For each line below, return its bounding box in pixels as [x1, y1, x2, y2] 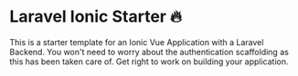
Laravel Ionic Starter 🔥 [9, 6, 183, 27]
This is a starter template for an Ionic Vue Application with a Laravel [9, 36, 264, 47]
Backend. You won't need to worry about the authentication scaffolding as [9, 46, 290, 57]
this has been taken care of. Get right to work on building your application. [9, 56, 289, 67]
